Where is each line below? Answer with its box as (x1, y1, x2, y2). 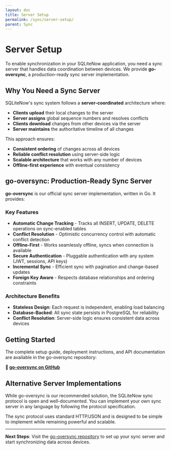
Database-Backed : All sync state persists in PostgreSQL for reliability (12, 310, 159, 316)
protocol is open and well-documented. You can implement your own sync (5, 398, 161, 404)
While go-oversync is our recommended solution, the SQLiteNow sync (5, 393, 153, 399)
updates (12, 269, 31, 275)
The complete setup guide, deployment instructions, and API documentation (5, 349, 165, 355)
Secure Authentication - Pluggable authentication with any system (12, 253, 154, 259)
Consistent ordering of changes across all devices (12, 146, 120, 152)
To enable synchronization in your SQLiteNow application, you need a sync (5, 61, 163, 67)
